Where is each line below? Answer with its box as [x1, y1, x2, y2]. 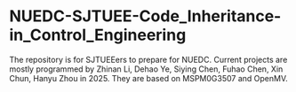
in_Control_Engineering [9, 25, 187, 45]
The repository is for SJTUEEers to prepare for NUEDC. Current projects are [9, 54, 288, 65]
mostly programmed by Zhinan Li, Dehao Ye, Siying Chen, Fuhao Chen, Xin [9, 64, 284, 74]
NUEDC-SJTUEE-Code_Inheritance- [9, 6, 282, 27]
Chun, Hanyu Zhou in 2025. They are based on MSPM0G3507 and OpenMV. [9, 73, 288, 83]
